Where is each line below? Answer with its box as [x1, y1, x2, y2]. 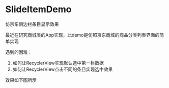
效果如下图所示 [5, 77, 37, 83]
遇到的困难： [5, 49, 32, 55]
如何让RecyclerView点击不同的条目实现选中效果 [12, 66, 113, 72]
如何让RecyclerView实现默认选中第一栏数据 [12, 60, 104, 66]
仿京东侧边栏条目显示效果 [5, 21, 59, 27]
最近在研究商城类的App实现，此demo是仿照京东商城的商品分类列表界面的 [5, 32, 160, 38]
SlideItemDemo [5, 4, 72, 15]
